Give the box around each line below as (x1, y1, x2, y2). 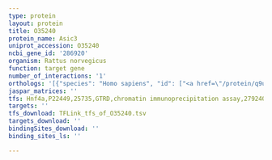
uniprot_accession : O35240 (8, 42, 100, 50)
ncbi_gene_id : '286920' (8, 49, 89, 57)
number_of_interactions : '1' (8, 72, 107, 80)
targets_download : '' (8, 117, 82, 125)
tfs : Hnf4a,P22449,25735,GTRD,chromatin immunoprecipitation (8, 95, 219, 103)
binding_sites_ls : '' (8, 132, 82, 140)
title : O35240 (8, 27, 57, 35)
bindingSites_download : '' (8, 124, 100, 133)
